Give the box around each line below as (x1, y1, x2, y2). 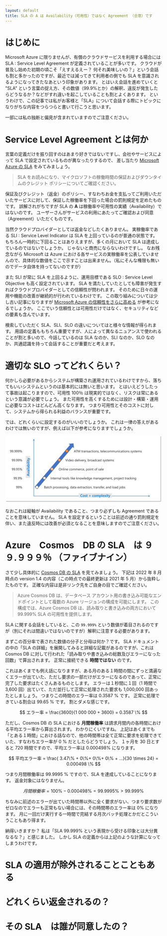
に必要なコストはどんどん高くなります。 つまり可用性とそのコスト (5, 402, 141, 408)
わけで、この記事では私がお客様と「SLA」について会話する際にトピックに (9, 97, 162, 104)
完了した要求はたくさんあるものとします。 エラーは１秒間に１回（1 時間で (5, 680, 157, 686)
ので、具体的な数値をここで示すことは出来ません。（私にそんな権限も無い (9, 258, 160, 264)
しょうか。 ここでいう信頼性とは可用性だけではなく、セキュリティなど (13, 305, 159, 311)
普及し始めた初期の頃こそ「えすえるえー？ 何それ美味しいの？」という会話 (5, 67, 159, 73)
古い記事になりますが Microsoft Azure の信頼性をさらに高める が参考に (9, 299, 155, 305)
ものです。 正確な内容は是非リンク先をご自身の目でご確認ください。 (9, 582, 150, 588)
